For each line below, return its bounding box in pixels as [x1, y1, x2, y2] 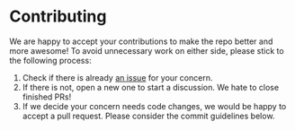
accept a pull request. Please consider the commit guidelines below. [22, 110, 275, 121]
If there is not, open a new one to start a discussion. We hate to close [22, 82, 280, 92]
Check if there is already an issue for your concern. [22, 72, 213, 82]
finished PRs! [22, 91, 72, 102]
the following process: [9, 55, 92, 65]
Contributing [9, 6, 107, 27]
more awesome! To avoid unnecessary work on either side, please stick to [9, 45, 285, 56]
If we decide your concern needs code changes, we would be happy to [22, 100, 287, 111]
